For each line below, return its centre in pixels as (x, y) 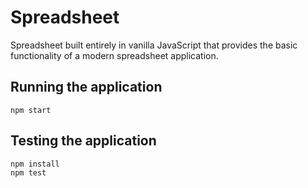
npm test (28, 172)
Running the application (86, 87)
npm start (31, 110)
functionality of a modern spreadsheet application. (114, 55)
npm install (35, 164)
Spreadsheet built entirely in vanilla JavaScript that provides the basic (154, 45)
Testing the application (83, 141)
